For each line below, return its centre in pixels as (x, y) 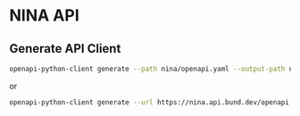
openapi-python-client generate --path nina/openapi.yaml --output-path (147, 69)
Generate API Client (65, 49)
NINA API (44, 16)
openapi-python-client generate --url (81, 102)
